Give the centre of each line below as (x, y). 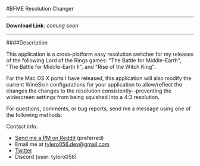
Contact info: (22, 126)
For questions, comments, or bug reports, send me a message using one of (99, 108)
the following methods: (34, 115)
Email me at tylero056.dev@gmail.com (62, 144)
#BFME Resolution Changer (40, 9)
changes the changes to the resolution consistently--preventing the (89, 91)
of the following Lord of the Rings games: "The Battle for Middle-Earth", (94, 60)
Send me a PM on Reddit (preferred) (59, 138)
